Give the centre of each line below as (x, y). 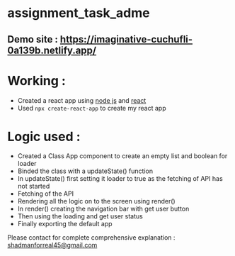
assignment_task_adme (79, 13)
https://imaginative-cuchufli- (126, 39)
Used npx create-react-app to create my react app (92, 108)
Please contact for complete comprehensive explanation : (91, 238)
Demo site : (33, 39)
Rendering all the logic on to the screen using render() (96, 201)
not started (34, 187)
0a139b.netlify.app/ (52, 50)
